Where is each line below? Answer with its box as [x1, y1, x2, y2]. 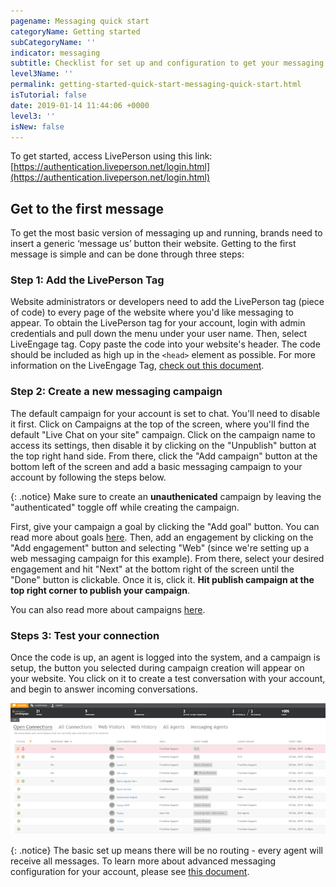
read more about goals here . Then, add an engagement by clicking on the [10, 531, 314, 543]
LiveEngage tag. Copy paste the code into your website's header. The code [10, 338, 321, 350]
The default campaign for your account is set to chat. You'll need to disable [10, 407, 321, 419]
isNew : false [10, 121, 65, 132]
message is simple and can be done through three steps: [10, 248, 245, 260]
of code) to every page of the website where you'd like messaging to [10, 306, 294, 319]
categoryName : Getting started [10, 26, 141, 37]
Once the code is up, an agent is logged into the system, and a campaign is [10, 651, 321, 664]
